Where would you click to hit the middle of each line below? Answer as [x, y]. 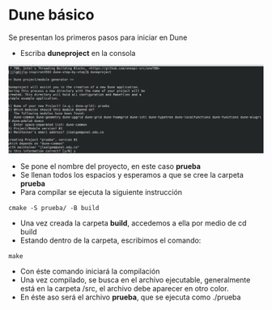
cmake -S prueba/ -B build [54, 208]
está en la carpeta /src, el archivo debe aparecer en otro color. [124, 288]
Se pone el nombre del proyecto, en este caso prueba [110, 166]
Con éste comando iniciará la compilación [90, 271]
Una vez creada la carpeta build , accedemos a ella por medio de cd [133, 223]
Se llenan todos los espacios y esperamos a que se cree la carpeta [132, 174]
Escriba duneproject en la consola [78, 53]
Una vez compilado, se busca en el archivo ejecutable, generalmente [135, 280]
